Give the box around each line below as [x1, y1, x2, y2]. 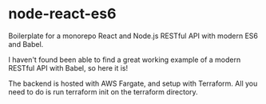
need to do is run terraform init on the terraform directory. [8, 87, 198, 96]
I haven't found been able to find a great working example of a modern [8, 55, 241, 64]
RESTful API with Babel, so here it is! [8, 63, 129, 72]
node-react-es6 [8, 5, 117, 23]
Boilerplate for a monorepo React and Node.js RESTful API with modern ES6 [8, 31, 258, 40]
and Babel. [8, 39, 44, 48]
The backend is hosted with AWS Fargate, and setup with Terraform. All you [8, 79, 258, 88]
